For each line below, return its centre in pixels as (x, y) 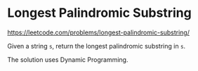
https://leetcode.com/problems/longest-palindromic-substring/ (98, 32)
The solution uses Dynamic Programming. (68, 59)
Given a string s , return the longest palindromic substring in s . (97, 46)
